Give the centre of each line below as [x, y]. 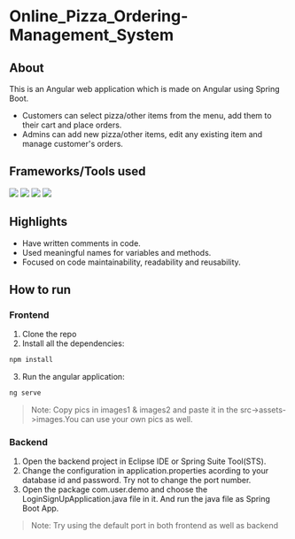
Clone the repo [49, 335]
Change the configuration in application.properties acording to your [145, 471]
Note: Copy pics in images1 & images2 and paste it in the [134, 410]
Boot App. [40, 508]
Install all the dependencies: [73, 343]
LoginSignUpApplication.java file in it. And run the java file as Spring [146, 499]
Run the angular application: [74, 377]
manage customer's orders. [73, 144]
